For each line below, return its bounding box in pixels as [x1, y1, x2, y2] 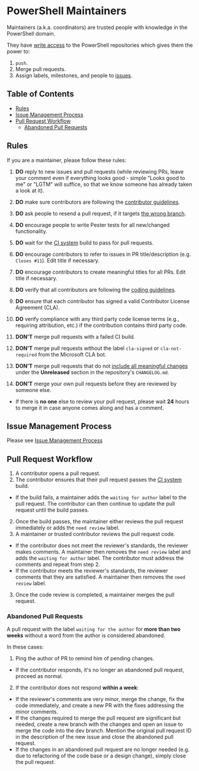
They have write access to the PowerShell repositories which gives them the [7, 41, 193, 49]
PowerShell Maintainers [7, 4, 127, 18]
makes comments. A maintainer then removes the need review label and [15, 548, 191, 555]
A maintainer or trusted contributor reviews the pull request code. [15, 531, 175, 538]
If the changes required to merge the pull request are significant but [15, 715, 181, 722]
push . [15, 59, 28, 66]
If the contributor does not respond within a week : [15, 684, 139, 691]
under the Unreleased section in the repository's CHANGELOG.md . [15, 368, 169, 375]
